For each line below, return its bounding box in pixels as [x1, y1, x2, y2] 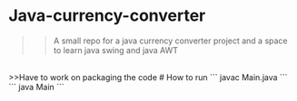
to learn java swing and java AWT [53, 44, 179, 55]
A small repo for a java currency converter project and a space [53, 35, 288, 46]
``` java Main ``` [8, 81, 64, 92]
